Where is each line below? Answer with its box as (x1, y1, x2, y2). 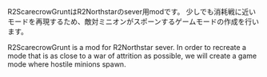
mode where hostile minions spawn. (7, 60, 126, 69)
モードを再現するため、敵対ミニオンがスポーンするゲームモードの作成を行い (7, 17, 259, 26)
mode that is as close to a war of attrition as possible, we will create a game (7, 51, 257, 60)
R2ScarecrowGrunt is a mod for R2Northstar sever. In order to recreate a (7, 43, 247, 52)
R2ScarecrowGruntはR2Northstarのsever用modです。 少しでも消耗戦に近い (7, 7, 257, 16)
